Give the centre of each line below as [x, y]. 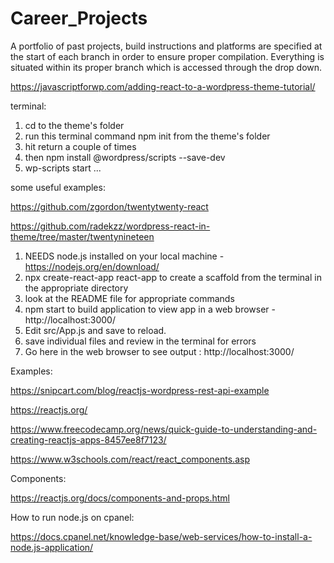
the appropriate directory [76, 288]
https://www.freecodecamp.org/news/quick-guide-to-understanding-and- [164, 429]
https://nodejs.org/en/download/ [92, 266]
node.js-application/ [52, 547]
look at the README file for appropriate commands [129, 298]
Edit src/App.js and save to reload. [95, 330]
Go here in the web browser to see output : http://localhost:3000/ [159, 351]
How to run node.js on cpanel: [72, 517]
